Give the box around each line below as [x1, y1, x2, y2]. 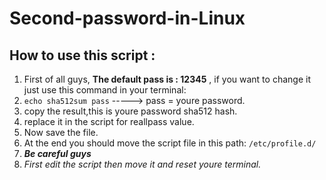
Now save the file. [23, 127, 99, 138]
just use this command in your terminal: [23, 84, 187, 96]
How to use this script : [9, 47, 156, 64]
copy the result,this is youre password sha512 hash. [23, 105, 238, 117]
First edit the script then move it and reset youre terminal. [23, 158, 262, 170]
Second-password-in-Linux [9, 7, 246, 30]
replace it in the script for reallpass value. [23, 116, 195, 127]
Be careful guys [23, 148, 92, 159]
